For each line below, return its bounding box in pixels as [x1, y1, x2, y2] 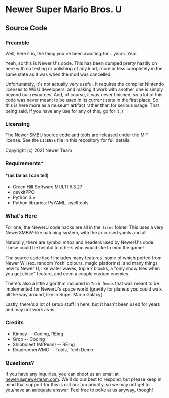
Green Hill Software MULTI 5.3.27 [12, 184, 83, 190]
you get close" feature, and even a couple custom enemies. [5, 270, 130, 277]
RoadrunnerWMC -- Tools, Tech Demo [12, 346, 94, 353]
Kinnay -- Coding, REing [12, 331, 63, 337]
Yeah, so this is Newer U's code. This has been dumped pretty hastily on [5, 60, 157, 66]
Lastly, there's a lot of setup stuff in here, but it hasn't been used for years [5, 301, 160, 307]
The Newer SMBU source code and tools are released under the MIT [5, 132, 149, 138]
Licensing [5, 120, 30, 127]
